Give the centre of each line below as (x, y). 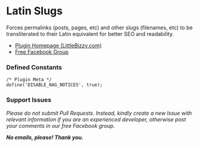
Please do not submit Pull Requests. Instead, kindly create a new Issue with (99, 113)
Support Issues (29, 100)
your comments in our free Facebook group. (61, 125)
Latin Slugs (34, 11)
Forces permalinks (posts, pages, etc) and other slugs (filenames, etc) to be (99, 27)
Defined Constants (34, 67)
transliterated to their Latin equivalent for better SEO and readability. (90, 33)
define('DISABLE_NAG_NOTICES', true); (54, 85)
